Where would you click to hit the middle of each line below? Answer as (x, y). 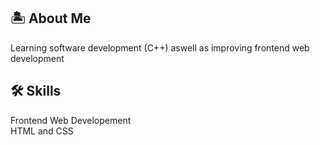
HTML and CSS (42, 131)
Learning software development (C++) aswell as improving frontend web (160, 47)
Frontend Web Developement (71, 120)
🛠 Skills (36, 91)
